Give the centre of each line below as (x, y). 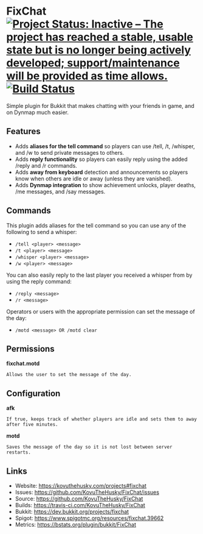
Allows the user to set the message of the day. (69, 375)
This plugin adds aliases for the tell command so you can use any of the (96, 225)
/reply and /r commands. (46, 165)
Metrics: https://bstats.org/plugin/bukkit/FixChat (76, 525)
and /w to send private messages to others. (70, 152)
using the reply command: (39, 281)
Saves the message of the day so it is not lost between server (89, 447)
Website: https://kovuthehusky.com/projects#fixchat (81, 486)
